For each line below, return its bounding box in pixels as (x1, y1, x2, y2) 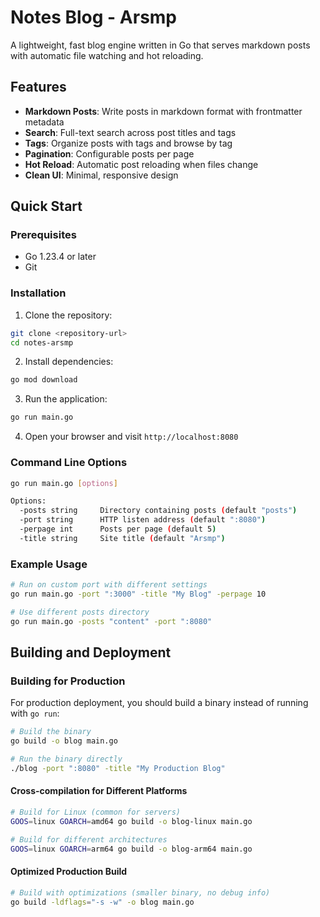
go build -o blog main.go (10, 736, 118, 746)
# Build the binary (10, 727, 92, 737)
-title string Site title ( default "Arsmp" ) (19, 533, 226, 543)
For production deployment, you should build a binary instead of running (10, 697, 309, 709)
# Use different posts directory (10, 607, 150, 617)
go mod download (10, 375, 78, 385)
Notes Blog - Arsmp (10, 6, 178, 29)
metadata (24, 116, 65, 128)
